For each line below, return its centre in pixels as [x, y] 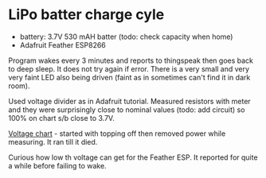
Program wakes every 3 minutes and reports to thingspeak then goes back [131, 60]
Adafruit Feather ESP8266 [63, 44]
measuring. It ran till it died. [53, 141]
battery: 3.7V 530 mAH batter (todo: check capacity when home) [126, 37]
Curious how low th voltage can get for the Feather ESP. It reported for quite [133, 157]
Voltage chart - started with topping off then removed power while [117, 133]
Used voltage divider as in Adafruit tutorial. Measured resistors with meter [129, 101]
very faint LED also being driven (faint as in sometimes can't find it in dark [129, 77]
